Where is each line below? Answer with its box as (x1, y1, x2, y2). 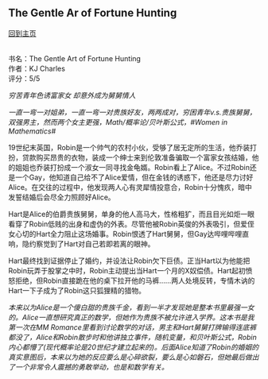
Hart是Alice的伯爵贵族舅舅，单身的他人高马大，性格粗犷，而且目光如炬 (8, 209, 241, 219)
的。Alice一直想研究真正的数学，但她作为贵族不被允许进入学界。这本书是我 (8, 312, 254, 322)
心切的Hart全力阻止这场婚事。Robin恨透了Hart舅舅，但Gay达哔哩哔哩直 (14, 229, 250, 238)
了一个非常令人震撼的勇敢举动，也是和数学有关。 (8, 362, 169, 372)
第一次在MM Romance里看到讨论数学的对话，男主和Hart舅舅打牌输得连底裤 (8, 322, 257, 332)
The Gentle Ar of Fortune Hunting (8, 6, 177, 20)
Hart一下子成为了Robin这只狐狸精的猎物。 (8, 285, 146, 295)
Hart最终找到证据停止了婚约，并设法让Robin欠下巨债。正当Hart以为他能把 (8, 256, 251, 265)
